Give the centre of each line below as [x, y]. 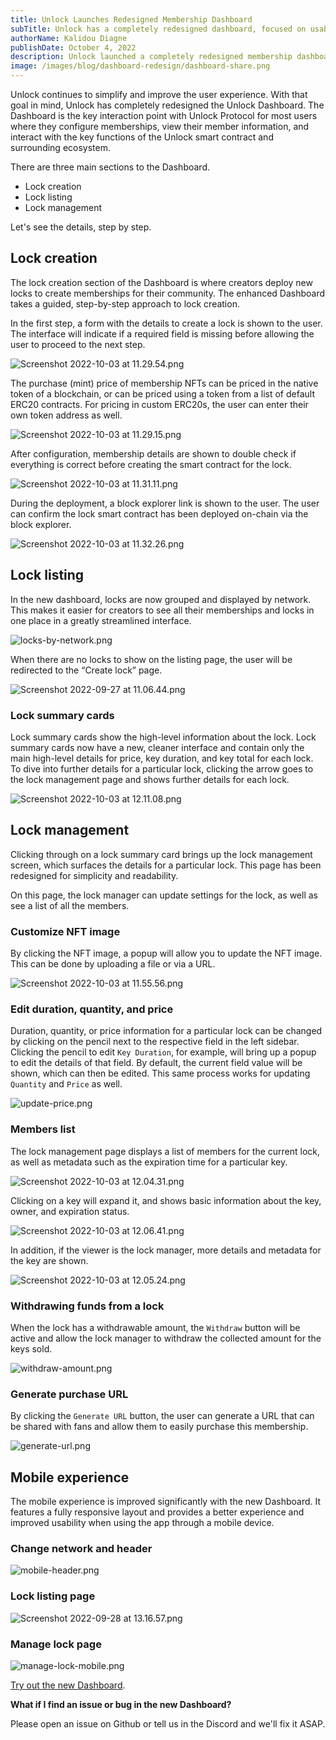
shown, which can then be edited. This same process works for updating [160, 1073]
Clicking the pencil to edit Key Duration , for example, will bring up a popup [163, 1052]
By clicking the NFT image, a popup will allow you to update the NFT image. [166, 953]
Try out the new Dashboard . [68, 1685]
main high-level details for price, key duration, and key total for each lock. [162, 758]
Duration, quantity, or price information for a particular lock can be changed [166, 1031]
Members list [43, 1129]
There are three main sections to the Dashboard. [110, 167]
